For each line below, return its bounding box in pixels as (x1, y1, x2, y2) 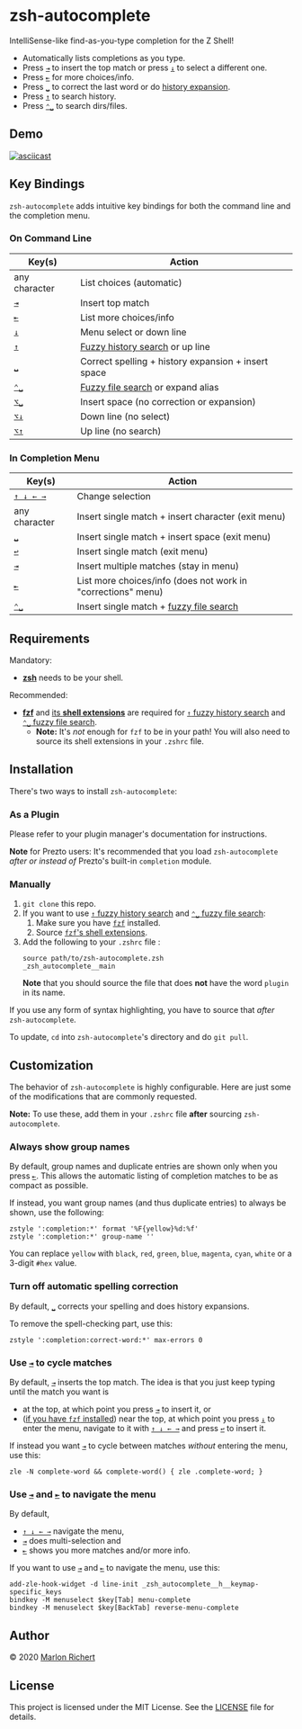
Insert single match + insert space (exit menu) (76, 531, 271, 543)
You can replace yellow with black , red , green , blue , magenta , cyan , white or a (9, 1248, 292, 1259)
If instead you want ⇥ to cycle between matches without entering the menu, (9, 1440, 289, 1451)
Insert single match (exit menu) (76, 545, 209, 558)
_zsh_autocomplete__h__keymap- (142, 1580, 259, 1589)
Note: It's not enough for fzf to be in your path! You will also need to (35, 726, 290, 737)
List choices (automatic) (80, 276, 182, 289)
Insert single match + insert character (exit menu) (76, 510, 286, 523)
